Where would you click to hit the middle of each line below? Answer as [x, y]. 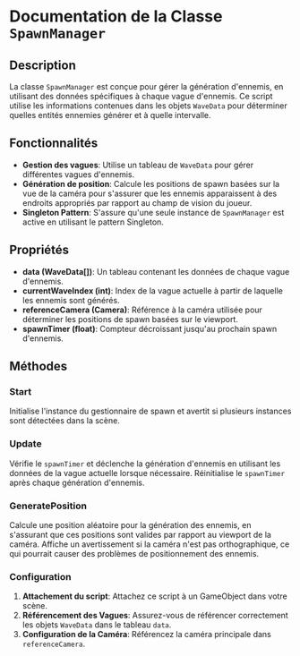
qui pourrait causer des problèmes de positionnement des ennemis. [134, 553]
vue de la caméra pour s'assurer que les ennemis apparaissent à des [150, 193]
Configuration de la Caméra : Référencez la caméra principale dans [146, 635]
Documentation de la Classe [116, 17]
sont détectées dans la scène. [65, 421]
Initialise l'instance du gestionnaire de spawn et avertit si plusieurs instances [150, 411]
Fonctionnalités [54, 144]
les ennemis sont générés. [71, 300]
